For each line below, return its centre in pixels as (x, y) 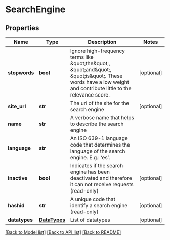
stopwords (21, 73)
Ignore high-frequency (97, 51)
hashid (16, 205)
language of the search (98, 151)
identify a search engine (99, 205)
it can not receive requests (102, 184)
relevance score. (90, 95)
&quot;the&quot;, (90, 63)
